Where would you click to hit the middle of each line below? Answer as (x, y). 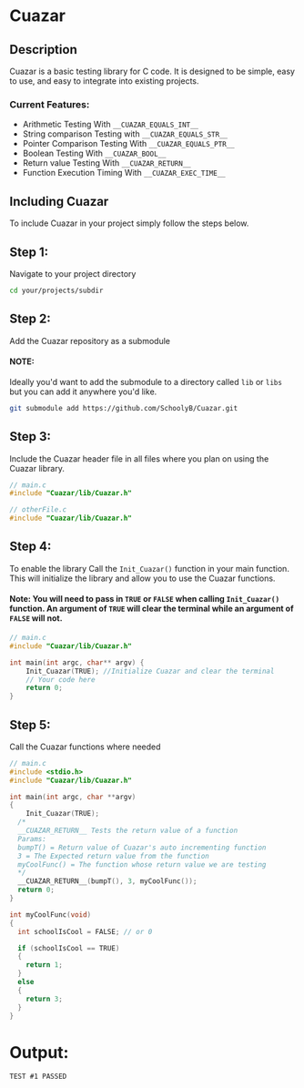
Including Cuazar (59, 201)
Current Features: (50, 104)
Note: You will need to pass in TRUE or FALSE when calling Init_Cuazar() (145, 599)
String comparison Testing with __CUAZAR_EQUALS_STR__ (125, 134)
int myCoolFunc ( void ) (51, 915)
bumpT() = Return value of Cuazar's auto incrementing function (142, 848)
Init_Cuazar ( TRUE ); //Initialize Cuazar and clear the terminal (150, 671)
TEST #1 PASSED (38, 1077)
